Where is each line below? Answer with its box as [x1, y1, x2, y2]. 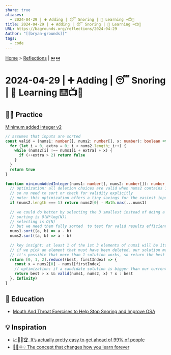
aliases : [5, 12, 24, 17]
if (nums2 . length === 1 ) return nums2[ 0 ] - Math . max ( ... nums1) [10, 200, 147, 205]
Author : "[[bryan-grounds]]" [5, 31, 67, 36]
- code [10, 41, 24, 46]
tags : [5, 36, 17, 41]
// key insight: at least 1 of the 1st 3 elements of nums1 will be [10, 242, 158, 248]
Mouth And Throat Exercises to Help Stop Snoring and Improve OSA [12, 308, 156, 314]
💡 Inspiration [5, 323, 47, 332]
